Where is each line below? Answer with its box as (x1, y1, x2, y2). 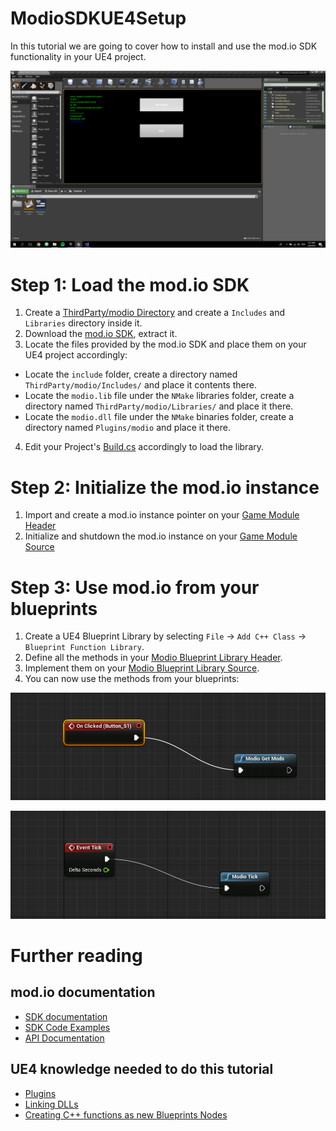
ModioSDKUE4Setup (10, 7, 187, 30)
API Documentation (24, 1032, 105, 1044)
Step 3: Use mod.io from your (10, 576, 260, 599)
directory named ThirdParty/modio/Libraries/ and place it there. (24, 400, 294, 412)
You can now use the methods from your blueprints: (24, 673, 240, 685)
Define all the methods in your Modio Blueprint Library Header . (24, 652, 283, 664)
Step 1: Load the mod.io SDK (10, 273, 250, 296)
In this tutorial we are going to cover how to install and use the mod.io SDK (10, 40, 318, 52)
